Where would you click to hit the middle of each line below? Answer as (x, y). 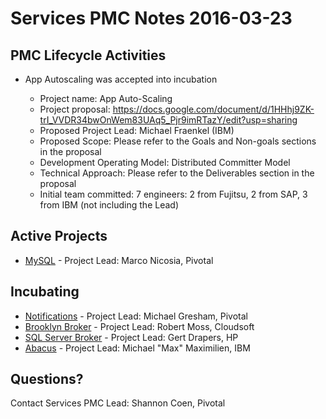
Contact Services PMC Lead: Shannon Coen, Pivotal (118, 403)
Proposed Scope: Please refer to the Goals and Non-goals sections (178, 141)
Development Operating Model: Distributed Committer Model (165, 162)
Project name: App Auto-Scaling (106, 98)
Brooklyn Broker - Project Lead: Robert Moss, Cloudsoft (139, 326)
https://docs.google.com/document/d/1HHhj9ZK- (213, 109)
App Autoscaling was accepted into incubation (121, 79)
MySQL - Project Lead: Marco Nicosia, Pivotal (119, 260)
